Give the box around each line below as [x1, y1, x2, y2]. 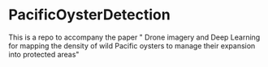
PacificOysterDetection [8, 6, 171, 24]
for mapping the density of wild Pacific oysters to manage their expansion [8, 40, 256, 50]
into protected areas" [8, 49, 80, 59]
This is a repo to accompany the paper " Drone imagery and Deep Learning [8, 32, 261, 42]
